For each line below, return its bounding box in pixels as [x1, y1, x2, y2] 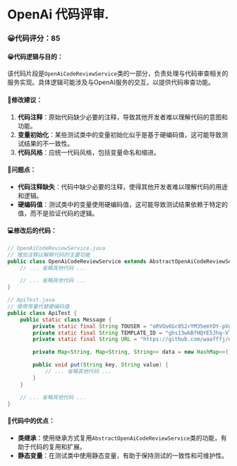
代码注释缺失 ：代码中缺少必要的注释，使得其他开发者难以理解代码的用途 [17, 182, 228, 191]
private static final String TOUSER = [32, 323, 147, 330]
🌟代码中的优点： [7, 417, 55, 425]
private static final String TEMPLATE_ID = [32, 329, 162, 336]
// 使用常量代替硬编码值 [7, 303, 70, 311]
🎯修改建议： [7, 95, 43, 104]
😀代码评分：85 [7, 33, 61, 43]
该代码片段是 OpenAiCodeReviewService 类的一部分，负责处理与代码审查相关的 [7, 69, 229, 78]
